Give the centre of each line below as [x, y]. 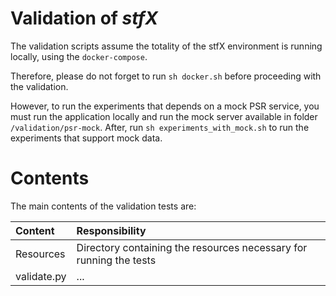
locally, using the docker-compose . [79, 56]
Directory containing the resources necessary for [192, 247]
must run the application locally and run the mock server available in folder [164, 116]
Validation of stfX [84, 18]
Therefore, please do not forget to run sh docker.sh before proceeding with [166, 76]
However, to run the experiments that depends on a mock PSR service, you [165, 106]
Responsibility [111, 230]
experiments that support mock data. [86, 138]
